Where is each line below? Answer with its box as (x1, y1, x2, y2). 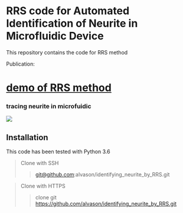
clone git (35, 194, 57, 201)
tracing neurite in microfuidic (6, 102, 91, 111)
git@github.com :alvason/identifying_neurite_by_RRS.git (35, 171, 170, 178)
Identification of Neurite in (6, 17, 138, 30)
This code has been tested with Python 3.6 (6, 148, 110, 155)
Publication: (6, 60, 35, 67)
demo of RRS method (6, 81, 112, 95)
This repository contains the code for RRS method (6, 49, 128, 56)
